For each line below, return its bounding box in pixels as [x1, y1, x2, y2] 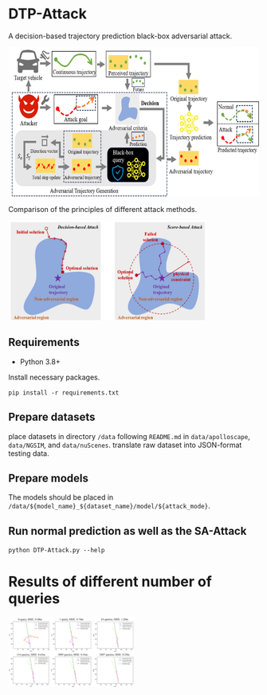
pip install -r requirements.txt [8, 388, 120, 397]
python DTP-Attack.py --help [8, 547, 105, 555]
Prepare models [8, 471, 89, 485]
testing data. [8, 448, 49, 458]
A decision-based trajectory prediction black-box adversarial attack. [8, 31, 233, 41]
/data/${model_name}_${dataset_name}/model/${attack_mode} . [8, 501, 210, 511]
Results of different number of [8, 573, 213, 591]
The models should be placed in [8, 493, 114, 502]
